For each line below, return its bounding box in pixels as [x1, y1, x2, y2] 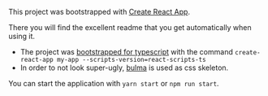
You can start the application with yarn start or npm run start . [8, 79, 219, 88]
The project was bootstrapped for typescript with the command [19, 47, 233, 56]
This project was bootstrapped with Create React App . [8, 7, 191, 16]
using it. [8, 32, 35, 41]
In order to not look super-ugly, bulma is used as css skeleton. [19, 63, 229, 72]
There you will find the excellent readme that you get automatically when [8, 23, 252, 32]
